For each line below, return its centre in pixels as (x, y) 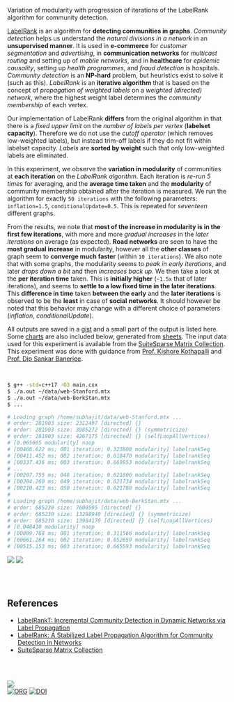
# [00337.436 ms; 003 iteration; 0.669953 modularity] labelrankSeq (109, 462)
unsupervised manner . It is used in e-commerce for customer (97, 46)
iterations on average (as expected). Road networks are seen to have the (112, 242)
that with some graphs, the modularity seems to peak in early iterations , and (117, 264)
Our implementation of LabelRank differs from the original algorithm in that (114, 118)
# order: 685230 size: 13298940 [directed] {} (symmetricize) (99, 514)
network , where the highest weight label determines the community (104, 97)
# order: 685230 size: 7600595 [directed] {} (74, 508)
